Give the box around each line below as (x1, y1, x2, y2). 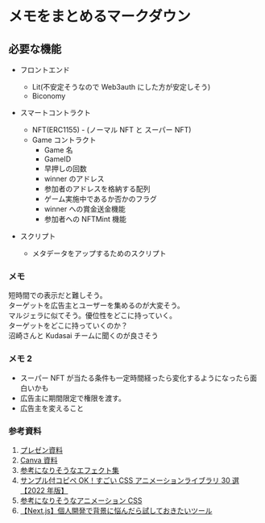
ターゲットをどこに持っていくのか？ (8, 320, 128, 331)
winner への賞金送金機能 (43, 204, 126, 214)
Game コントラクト (31, 135, 97, 144)
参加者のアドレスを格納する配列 (43, 184, 151, 194)
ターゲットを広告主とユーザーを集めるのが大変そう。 (8, 300, 184, 311)
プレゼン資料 (19, 445, 63, 454)
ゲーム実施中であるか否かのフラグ (43, 195, 157, 203)
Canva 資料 (19, 455, 58, 465)
